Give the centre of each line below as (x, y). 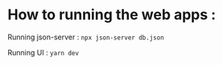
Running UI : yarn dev (43, 52)
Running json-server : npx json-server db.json (86, 37)
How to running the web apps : (112, 15)
